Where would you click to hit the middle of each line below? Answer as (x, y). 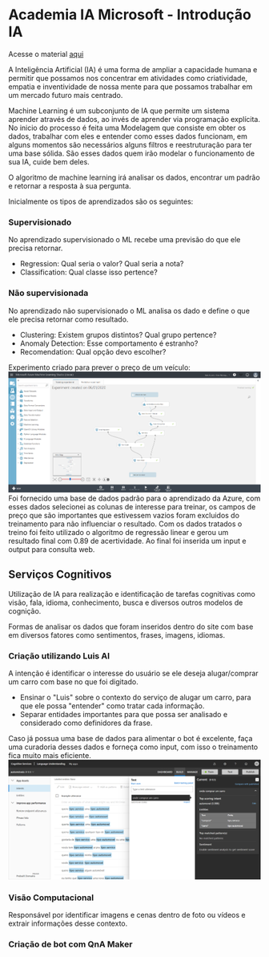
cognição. (25, 610)
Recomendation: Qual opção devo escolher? (93, 351)
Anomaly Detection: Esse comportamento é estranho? (109, 343)
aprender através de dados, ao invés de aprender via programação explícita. (134, 119)
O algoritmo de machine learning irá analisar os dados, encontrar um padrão (134, 177)
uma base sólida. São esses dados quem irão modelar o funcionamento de (131, 153)
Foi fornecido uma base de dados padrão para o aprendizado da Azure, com (134, 498)
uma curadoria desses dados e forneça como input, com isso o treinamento (133, 747)
